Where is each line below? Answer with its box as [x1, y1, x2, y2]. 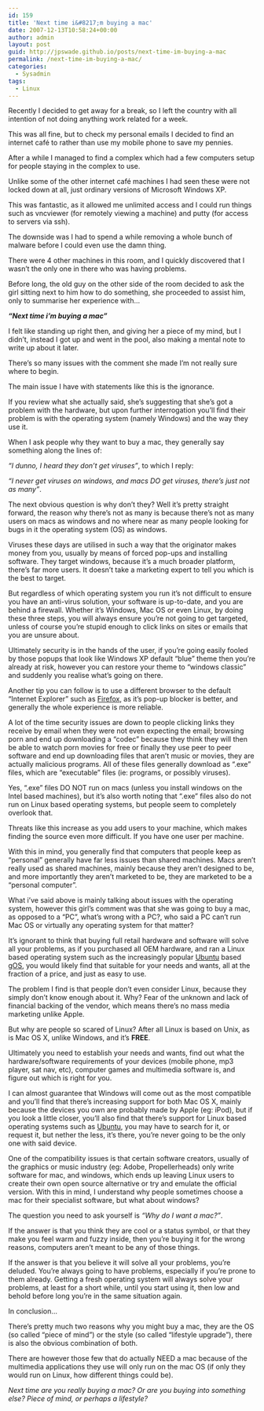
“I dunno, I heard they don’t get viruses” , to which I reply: [8, 461, 194, 471]
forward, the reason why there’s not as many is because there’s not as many [8, 508, 255, 518]
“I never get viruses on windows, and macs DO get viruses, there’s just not [8, 476, 250, 486]
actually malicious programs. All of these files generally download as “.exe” [8, 760, 251, 769]
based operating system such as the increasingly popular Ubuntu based [8, 952, 242, 962]
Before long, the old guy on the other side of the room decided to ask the [8, 280, 245, 289]
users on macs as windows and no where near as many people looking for [8, 516, 249, 526]
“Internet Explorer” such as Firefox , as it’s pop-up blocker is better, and [8, 695, 238, 704]
